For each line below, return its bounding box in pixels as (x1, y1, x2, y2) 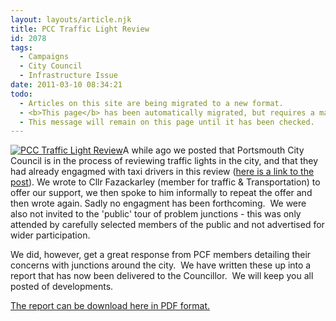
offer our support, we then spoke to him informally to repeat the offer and (10, 187, 313, 199)
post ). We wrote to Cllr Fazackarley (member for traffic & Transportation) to (10, 176, 321, 188)
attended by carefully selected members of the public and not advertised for (10, 219, 325, 231)
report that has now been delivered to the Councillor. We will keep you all (10, 270, 314, 282)
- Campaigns (19, 52, 70, 62)
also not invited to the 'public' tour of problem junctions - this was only (10, 208, 302, 220)
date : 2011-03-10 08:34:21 (10, 80, 123, 90)
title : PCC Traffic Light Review (10, 24, 150, 34)
